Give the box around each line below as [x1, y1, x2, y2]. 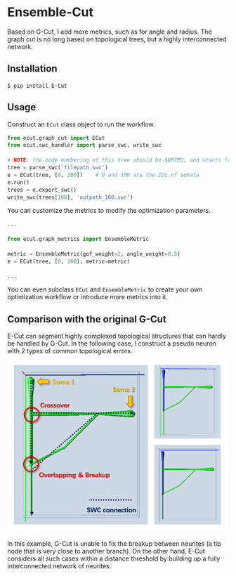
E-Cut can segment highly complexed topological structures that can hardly [7, 332, 227, 341]
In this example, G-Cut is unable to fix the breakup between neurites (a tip [7, 539, 221, 548]
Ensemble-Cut [7, 4, 93, 20]
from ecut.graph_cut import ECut [7, 134, 105, 141]
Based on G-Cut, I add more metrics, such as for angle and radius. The [7, 27, 212, 36]
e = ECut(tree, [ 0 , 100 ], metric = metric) [7, 258, 131, 265]
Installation [7, 63, 58, 74]
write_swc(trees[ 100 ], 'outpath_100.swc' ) [7, 194, 133, 201]
